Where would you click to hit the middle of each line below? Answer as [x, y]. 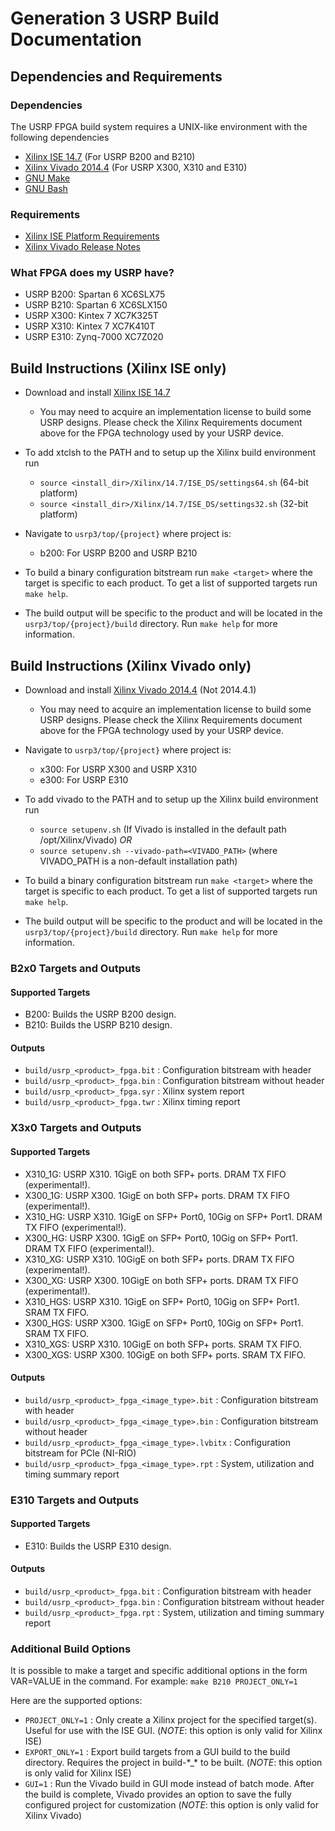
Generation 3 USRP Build [115, 18]
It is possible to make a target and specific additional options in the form [159, 1671]
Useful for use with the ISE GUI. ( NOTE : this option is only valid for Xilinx [173, 1731]
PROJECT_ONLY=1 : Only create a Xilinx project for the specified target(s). [170, 1720]
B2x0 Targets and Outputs [76, 969]
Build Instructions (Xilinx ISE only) [118, 368]
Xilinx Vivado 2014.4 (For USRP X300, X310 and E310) [136, 167]
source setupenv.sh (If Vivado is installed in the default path [163, 829]
